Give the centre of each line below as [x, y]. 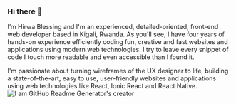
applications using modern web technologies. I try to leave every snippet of [118, 50]
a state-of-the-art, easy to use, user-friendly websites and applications [112, 78]
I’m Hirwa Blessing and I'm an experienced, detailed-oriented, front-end [113, 27]
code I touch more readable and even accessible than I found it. [101, 57]
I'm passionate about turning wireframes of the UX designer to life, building [118, 71]
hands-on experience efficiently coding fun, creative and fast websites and [118, 42]
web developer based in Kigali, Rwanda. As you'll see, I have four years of [116, 34]
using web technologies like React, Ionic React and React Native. [102, 86]
